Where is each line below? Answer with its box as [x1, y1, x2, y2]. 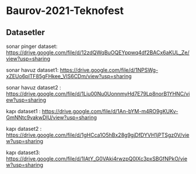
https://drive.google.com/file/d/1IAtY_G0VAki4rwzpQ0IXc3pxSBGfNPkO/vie [6, 155, 188, 162]
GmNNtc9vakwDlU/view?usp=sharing [6, 114, 97, 121]
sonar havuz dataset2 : [6, 84, 61, 91]
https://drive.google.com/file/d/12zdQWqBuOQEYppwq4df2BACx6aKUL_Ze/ [6, 49, 190, 56]
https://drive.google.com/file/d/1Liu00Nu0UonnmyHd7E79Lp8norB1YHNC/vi [6, 91, 190, 97]
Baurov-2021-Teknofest [6, 4, 124, 18]
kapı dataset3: [6, 149, 41, 156]
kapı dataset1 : [6, 108, 41, 114]
